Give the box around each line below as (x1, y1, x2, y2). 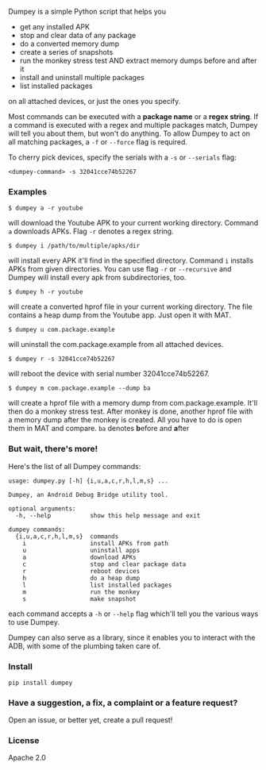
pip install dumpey (8, 679, 73, 687)
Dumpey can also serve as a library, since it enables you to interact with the (8, 633, 256, 642)
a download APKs (22, 553, 137, 561)
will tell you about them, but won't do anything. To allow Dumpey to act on (8, 129, 251, 138)
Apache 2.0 (8, 753, 46, 763)
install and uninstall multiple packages (19, 73, 145, 82)
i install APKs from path (22, 539, 169, 547)
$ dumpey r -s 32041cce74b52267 (8, 355, 115, 364)
